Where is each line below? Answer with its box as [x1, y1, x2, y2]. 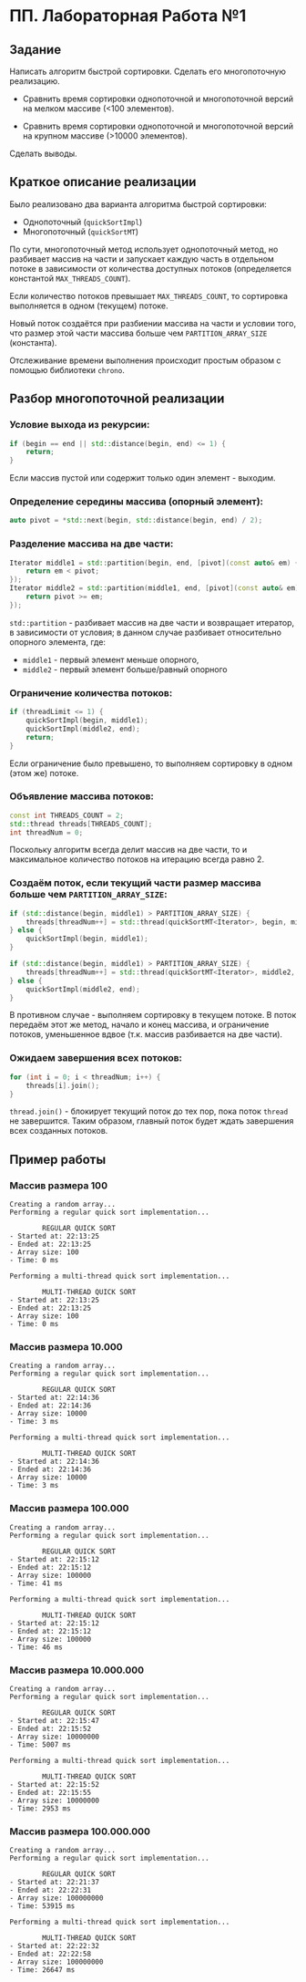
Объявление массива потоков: [9, 790, 155, 803]
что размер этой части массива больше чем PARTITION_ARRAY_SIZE [9, 327, 268, 338]
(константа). [9, 337, 57, 348]
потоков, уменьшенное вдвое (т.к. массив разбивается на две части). [9, 1029, 283, 1040]
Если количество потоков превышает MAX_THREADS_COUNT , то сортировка [9, 290, 289, 301]
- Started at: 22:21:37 [9, 1878, 100, 1887]
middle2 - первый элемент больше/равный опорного [22, 663, 228, 675]
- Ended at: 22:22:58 [9, 1949, 92, 1959]
